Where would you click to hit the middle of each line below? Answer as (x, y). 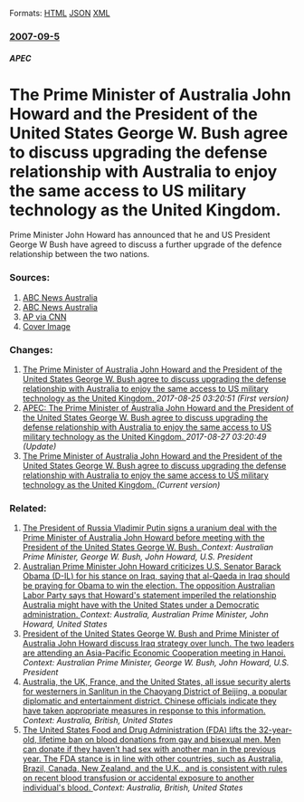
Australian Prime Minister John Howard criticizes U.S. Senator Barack (152, 567)
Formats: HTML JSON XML (60, 13)
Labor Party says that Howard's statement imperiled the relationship (149, 596)
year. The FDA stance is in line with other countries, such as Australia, (152, 759)
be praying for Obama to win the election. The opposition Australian (149, 586)
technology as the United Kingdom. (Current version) (121, 485)
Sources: (30, 278)
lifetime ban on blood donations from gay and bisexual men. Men (160, 740)
